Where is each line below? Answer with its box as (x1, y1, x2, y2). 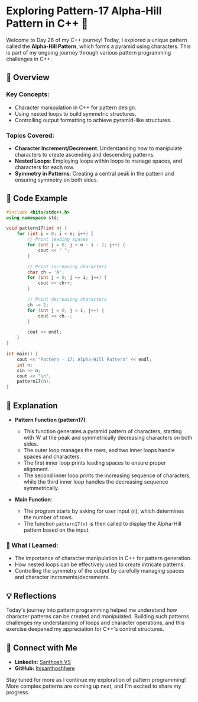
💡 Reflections (6, 590, 57, 601)
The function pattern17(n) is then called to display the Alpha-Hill (23, 520, 181, 528)
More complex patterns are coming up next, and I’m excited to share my (6, 682, 181, 690)
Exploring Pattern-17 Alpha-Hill (6, 4, 162, 18)
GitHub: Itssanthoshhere (14, 665, 75, 672)
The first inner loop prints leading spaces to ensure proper (23, 459, 166, 466)
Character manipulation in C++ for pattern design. (14, 104, 137, 111)
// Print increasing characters (27, 263, 108, 269)
